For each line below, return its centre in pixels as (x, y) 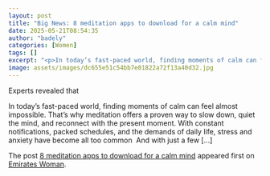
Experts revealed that (44, 90)
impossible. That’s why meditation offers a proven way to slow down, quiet (132, 114)
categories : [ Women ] (43, 46)
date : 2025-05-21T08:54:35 (53, 30)
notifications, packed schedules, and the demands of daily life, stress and (130, 131)
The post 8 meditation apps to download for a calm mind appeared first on (131, 155)
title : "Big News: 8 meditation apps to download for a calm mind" (124, 23)
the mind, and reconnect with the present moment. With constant (116, 123)
